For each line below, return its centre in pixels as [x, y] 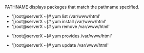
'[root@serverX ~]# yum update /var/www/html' [60, 45]
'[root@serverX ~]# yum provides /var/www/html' [62, 36]
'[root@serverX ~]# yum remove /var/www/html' [61, 26]
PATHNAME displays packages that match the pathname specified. [72, 7]
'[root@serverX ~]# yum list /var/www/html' [56, 16]
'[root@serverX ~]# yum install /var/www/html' [59, 21]
